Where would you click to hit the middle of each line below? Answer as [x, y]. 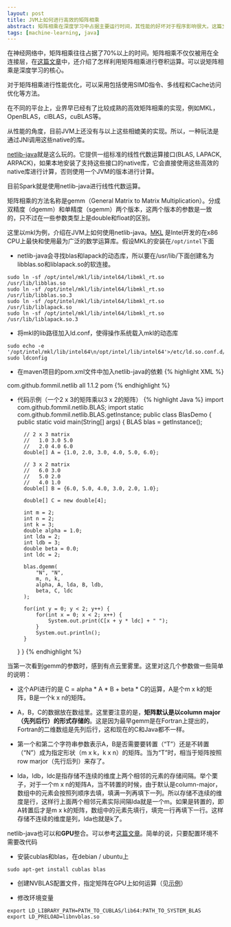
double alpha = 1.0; [53, 531]
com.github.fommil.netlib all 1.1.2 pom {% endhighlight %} [89, 386]
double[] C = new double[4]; [65, 501]
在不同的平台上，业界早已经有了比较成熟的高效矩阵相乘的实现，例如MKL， [113, 108]
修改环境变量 [35, 898]
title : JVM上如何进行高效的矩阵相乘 [53, 20]
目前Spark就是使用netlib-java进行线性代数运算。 [76, 186]
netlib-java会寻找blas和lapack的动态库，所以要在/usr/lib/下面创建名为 [115, 256]
